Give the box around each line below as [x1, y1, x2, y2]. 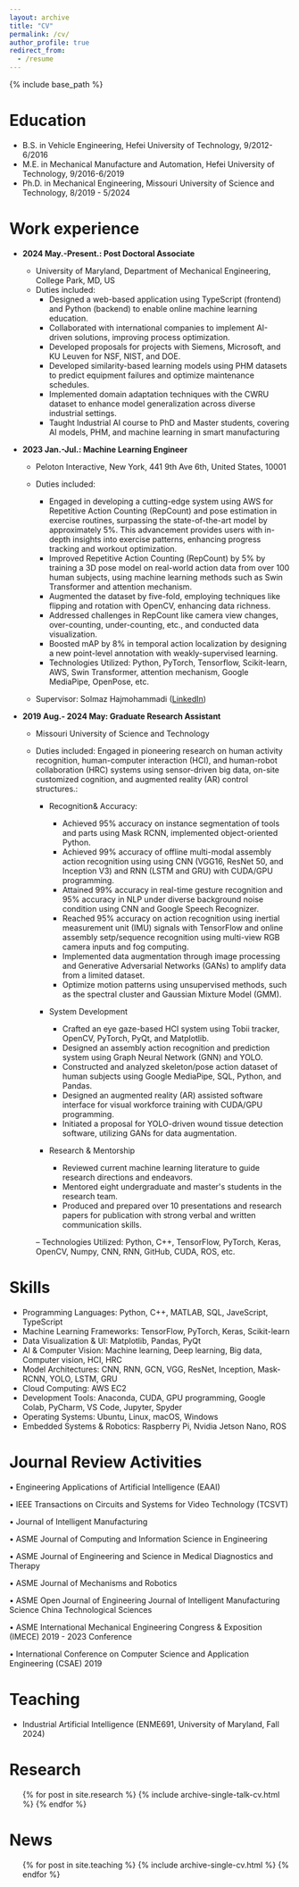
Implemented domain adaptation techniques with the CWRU [48, 388, 270, 399]
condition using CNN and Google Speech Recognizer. [62, 903, 260, 914]
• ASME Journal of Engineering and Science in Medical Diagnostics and [9, 1550, 274, 1561]
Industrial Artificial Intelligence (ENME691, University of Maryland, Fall [21, 1718, 279, 1729]
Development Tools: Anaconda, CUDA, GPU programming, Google [21, 1392, 266, 1403]
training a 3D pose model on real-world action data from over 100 [48, 562, 290, 572]
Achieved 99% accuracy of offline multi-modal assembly [62, 846, 272, 857]
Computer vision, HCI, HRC [21, 1354, 123, 1365]
